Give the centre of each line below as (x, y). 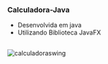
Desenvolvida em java (49, 25)
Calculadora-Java (38, 10)
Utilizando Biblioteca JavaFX (59, 32)
